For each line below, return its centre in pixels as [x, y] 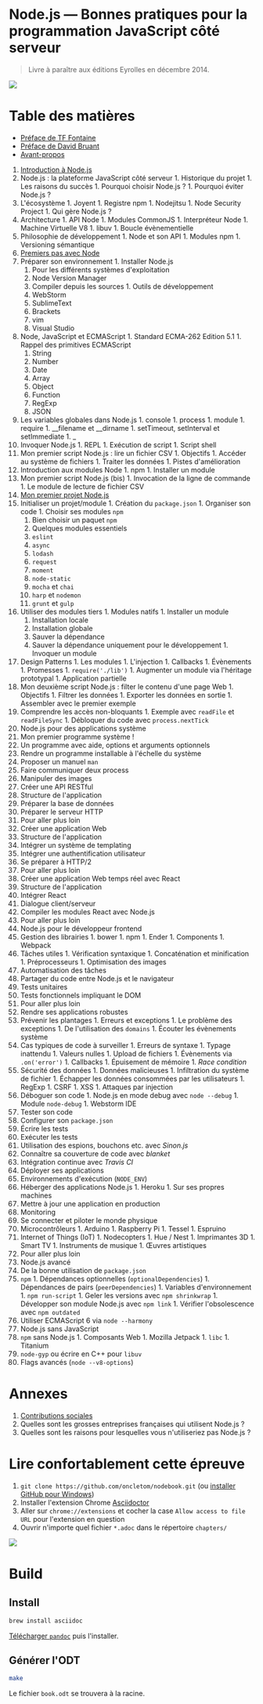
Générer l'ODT [45, 1660]
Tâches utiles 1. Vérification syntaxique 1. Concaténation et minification [135, 953]
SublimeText [52, 303]
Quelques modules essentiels [79, 528]
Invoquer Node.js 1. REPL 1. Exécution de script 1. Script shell [118, 444]
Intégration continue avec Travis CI [77, 1162]
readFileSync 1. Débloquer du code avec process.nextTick [114, 720]
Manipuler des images [56, 778]
